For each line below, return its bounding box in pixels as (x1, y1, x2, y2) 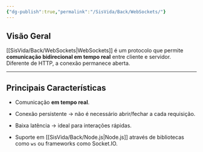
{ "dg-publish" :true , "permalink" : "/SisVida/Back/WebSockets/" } (6, 8, 166, 15)
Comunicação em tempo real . (14, 99, 90, 106)
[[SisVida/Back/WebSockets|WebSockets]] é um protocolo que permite (6, 47, 184, 54)
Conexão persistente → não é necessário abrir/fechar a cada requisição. (14, 111, 196, 118)
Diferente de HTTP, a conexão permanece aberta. (6, 59, 130, 67)
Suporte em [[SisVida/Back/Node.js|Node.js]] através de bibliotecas (14, 133, 184, 141)
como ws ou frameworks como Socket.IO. (14, 140, 118, 147)
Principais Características (6, 82, 106, 93)
